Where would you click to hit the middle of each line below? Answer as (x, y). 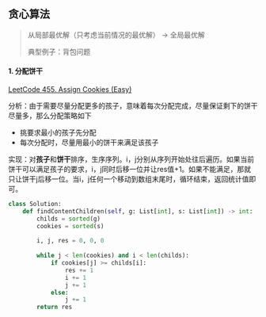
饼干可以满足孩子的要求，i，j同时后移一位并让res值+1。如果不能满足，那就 (130, 170)
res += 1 (79, 270)
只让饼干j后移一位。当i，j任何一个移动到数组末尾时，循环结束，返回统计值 (129, 179)
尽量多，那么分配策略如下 (50, 116)
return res (55, 307)
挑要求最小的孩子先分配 (58, 132)
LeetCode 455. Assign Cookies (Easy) (70, 90)
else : (59, 292)
